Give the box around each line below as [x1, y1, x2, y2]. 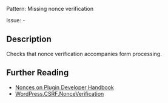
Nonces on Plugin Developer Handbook [15, 84, 114, 91]
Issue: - [6, 17, 25, 23]
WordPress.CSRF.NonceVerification [15, 90, 104, 97]
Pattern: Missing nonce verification [6, 5, 94, 12]
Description [6, 34, 52, 45]
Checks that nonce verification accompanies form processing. [6, 50, 162, 57]
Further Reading [6, 67, 69, 78]
